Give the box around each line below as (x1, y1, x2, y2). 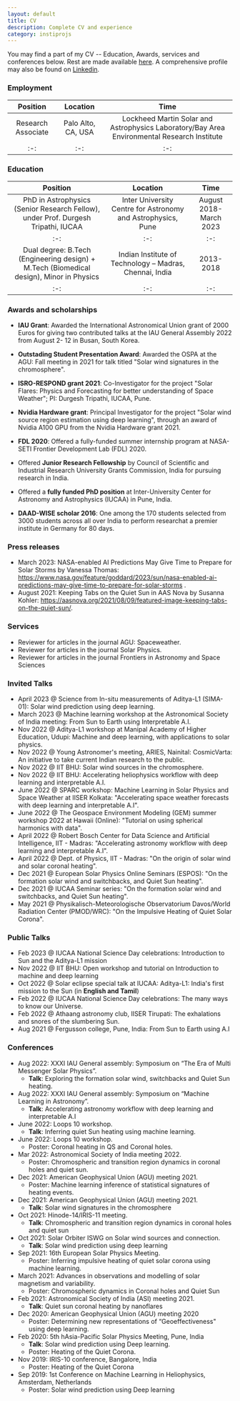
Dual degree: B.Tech (22, 244, 91, 254)
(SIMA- (202, 694, 224, 704)
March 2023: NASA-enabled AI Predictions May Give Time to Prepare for (17, 558, 232, 567)
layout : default (7, 10, 56, 18)
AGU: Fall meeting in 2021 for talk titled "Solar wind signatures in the (17, 358, 219, 367)
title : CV (7, 17, 37, 24)
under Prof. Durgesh (22, 212, 91, 222)
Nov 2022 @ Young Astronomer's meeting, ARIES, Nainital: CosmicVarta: (17, 748, 233, 757)
